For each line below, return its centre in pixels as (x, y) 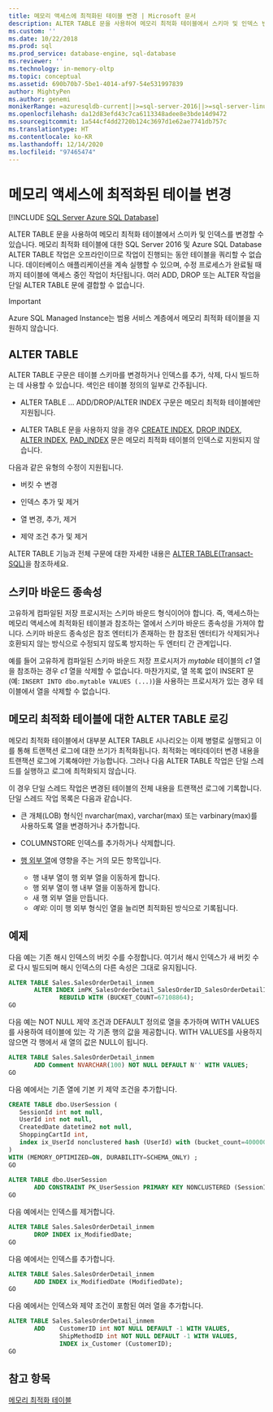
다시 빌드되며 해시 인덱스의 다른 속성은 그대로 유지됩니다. (107, 967)
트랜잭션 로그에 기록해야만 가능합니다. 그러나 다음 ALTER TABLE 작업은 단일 (129, 760)
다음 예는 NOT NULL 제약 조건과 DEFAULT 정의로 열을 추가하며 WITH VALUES (134, 1022)
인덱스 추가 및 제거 (50, 502)
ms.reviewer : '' (36, 62)
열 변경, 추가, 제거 (48, 519)
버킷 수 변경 (39, 485)
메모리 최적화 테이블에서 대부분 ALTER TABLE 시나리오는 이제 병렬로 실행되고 (131, 740)
